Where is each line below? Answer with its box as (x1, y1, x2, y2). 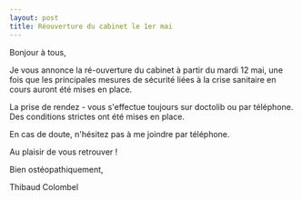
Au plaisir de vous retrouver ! (9, 146, 118, 157)
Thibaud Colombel (9, 181, 79, 192)
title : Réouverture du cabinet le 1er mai (9, 22, 173, 31)
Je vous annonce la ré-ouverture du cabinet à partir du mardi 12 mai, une (9, 65, 284, 75)
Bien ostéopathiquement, (9, 164, 104, 175)
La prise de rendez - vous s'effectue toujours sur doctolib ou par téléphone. (9, 101, 294, 112)
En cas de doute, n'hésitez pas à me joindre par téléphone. (9, 128, 230, 139)
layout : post (9, 13, 59, 23)
